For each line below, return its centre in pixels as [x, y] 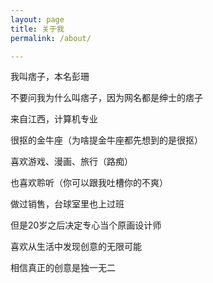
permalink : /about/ [51, 38]
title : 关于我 [37, 29]
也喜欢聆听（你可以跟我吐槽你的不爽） [89, 183]
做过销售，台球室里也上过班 [67, 204]
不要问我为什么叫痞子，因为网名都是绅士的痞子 [106, 98]
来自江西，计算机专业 [54, 119]
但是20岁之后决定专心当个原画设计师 [86, 225]
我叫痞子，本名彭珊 [50, 77]
